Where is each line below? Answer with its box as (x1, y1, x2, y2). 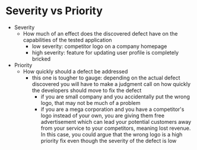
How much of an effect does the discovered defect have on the (23, 30, 178, 37)
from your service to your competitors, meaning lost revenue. (40, 125, 191, 132)
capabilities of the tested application (23, 36, 112, 43)
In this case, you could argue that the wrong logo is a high (40, 130, 183, 138)
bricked (31, 55, 51, 62)
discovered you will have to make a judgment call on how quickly (31, 80, 191, 87)
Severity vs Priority (5, 4, 103, 18)
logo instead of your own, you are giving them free (40, 111, 164, 119)
